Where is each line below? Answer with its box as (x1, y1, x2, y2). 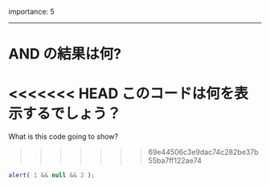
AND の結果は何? (8, 45, 122, 63)
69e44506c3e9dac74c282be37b (148, 148, 259, 157)
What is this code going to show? (8, 132, 119, 141)
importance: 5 (8, 7, 55, 16)
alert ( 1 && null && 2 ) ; (8, 172, 95, 180)
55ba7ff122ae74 (148, 156, 202, 165)
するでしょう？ (22, 104, 122, 123)
